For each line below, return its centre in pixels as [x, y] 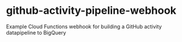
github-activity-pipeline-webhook [91, 11]
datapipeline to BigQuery [36, 32]
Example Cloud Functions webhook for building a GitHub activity [84, 26]
